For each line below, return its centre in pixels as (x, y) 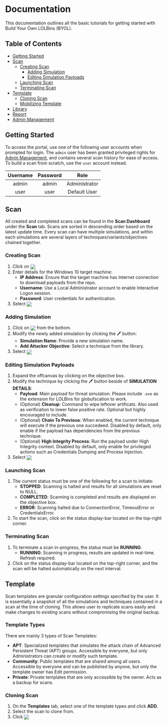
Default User (82, 192)
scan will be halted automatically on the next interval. (67, 568)
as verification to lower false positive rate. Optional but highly (83, 409)
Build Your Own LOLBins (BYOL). (39, 28)
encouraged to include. (44, 415)
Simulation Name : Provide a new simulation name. (72, 341)
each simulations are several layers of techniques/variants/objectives (76, 237)
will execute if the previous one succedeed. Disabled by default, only (91, 425)
